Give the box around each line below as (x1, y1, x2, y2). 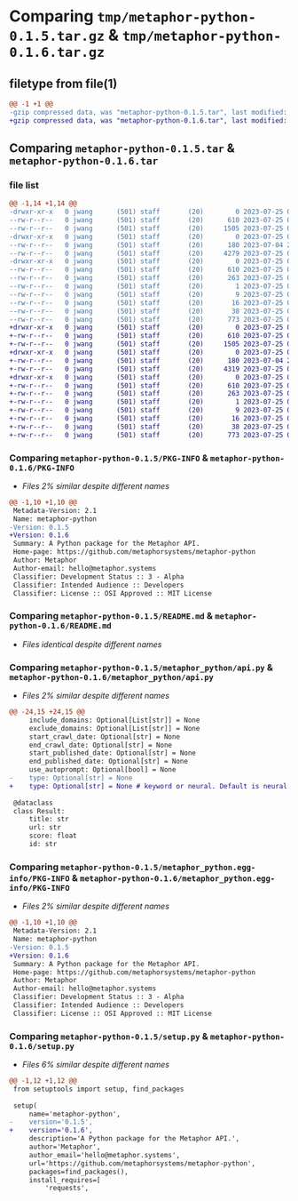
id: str (28, 840, 58, 849)
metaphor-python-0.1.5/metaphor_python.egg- (60, 862, 256, 872)
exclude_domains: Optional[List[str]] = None (28, 724, 200, 733)
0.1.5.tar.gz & (9, 25, 120, 45)
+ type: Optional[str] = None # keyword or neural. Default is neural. (9, 781, 292, 790)
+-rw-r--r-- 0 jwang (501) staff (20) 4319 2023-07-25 (9, 364, 284, 373)
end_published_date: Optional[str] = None (28, 757, 189, 766)
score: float (28, 831, 77, 841)
